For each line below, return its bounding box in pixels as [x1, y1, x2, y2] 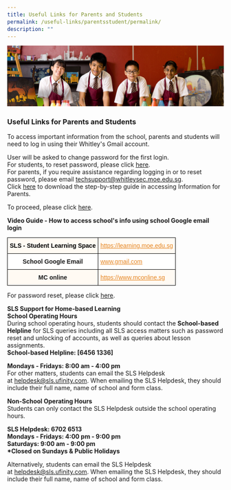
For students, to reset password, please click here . [7, 160, 151, 169]
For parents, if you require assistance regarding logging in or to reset [7, 168, 202, 176]
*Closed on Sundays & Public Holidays [7, 447, 120, 456]
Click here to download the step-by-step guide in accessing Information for [7, 182, 221, 191]
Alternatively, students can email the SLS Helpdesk [7, 460, 152, 469]
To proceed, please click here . [7, 203, 93, 211]
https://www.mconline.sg [100, 274, 166, 281]
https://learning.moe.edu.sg [100, 242, 173, 250]
